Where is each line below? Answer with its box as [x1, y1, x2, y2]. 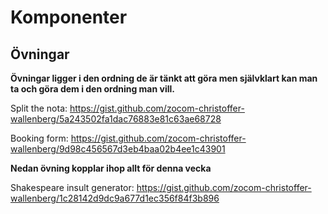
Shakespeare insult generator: [10, 182, 135, 193]
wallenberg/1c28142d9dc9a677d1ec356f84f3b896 [10, 192, 220, 204]
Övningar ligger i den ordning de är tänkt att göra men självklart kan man [10, 72, 318, 84]
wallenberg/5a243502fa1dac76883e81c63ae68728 [10, 113, 222, 125]
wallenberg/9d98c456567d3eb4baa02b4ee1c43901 [10, 143, 226, 155]
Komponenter [10, 6, 128, 29]
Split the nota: [10, 102, 68, 114]
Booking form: [10, 132, 69, 144]
